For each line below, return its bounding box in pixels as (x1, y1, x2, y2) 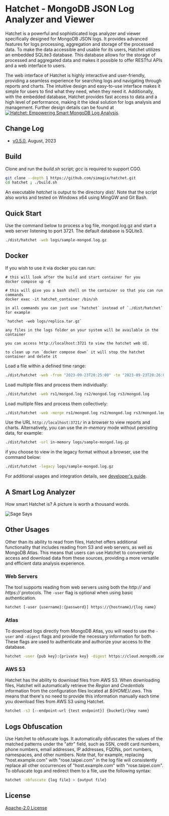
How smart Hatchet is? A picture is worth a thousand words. (5, 501, 130, 507)
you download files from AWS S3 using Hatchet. (5, 699, 105, 705)
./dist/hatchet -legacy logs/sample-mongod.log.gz (5, 464, 114, 469)
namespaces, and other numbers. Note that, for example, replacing (5, 752, 144, 758)
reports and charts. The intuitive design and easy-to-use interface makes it (5, 83, 161, 89)
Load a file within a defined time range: (5, 363, 87, 369)
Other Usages (5, 525, 49, 534)
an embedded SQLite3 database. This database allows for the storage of (5, 51, 156, 58)
